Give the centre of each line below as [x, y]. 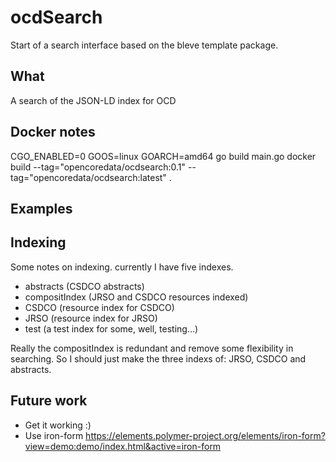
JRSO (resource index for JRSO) [91, 318]
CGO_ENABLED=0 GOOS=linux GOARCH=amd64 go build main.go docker [163, 156]
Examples [41, 208]
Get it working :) [58, 425]
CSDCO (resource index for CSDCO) [99, 307]
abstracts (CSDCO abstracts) [84, 286]
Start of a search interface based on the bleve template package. [144, 45]
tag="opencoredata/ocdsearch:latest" [88, 177]
